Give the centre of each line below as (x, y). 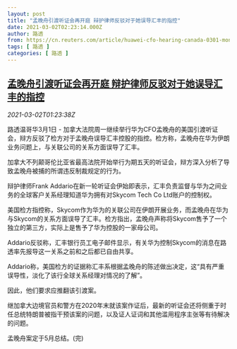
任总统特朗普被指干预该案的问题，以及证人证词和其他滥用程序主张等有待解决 (119, 314)
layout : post (26, 14)
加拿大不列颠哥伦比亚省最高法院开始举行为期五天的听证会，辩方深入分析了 (115, 162)
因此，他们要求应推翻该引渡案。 (54, 290)
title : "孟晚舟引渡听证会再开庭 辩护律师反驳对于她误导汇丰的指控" (94, 21)
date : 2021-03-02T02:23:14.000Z (55, 27)
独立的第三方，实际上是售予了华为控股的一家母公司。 (85, 227)
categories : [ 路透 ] (38, 54)
